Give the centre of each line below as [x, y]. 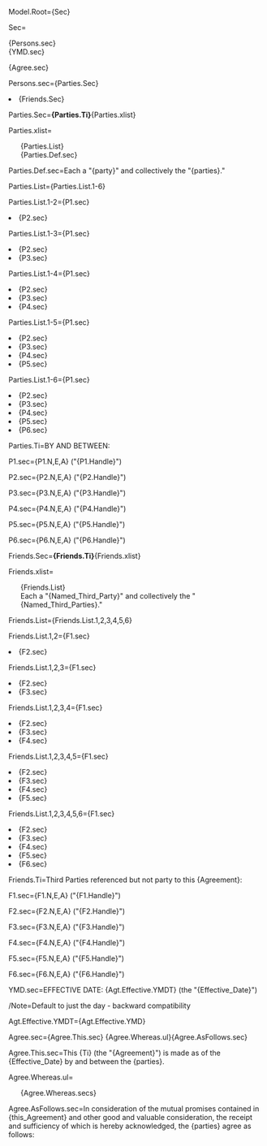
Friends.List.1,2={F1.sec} [50, 636]
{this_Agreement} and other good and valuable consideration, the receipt [131, 1117]
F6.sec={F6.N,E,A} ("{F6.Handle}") [67, 974]
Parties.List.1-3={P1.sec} [49, 234]
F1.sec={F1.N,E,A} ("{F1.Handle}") [65, 895]
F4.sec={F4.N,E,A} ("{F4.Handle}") [67, 943]
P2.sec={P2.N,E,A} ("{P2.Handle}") [67, 477]
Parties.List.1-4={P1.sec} [50, 274]
